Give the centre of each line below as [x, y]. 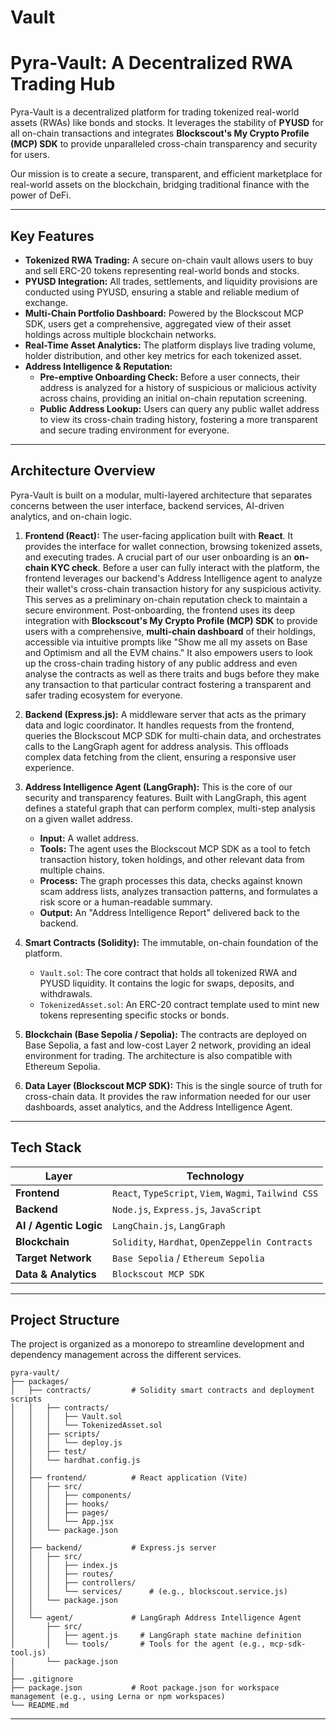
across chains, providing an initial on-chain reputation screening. [173, 398]
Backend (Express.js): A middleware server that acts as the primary [165, 714]
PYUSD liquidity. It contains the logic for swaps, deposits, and [167, 983]
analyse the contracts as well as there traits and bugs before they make [172, 673]
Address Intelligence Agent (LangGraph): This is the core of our [158, 787]
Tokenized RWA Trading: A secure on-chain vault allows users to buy [168, 260]
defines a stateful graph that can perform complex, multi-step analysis [170, 808]
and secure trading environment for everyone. [134, 430]
